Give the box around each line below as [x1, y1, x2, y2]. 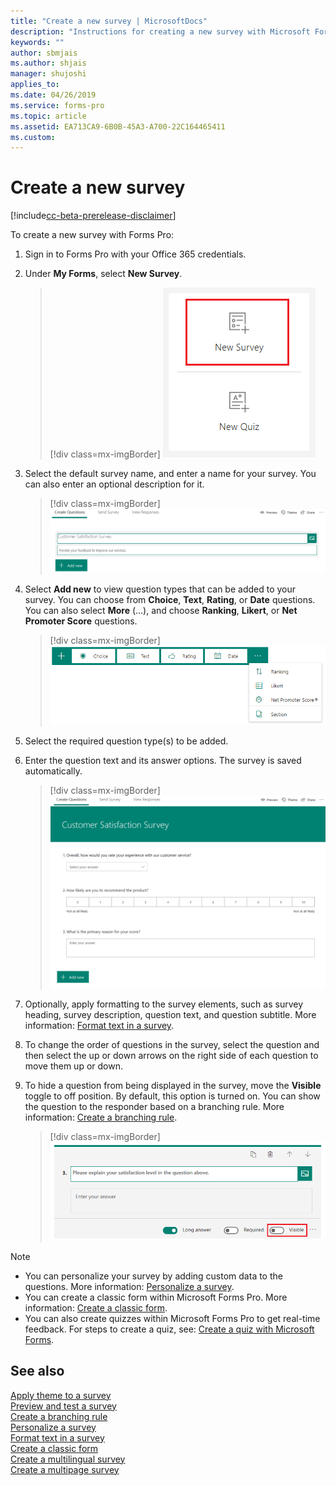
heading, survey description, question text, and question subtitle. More [24, 1009, 317, 1021]
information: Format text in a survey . [24, 1020, 175, 1032]
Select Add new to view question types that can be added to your [24, 583, 297, 595]
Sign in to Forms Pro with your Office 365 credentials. [24, 248, 247, 260]
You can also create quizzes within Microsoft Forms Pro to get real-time [24, 1312, 321, 1324]
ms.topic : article [10, 111, 87, 121]
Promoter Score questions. [24, 615, 138, 627]
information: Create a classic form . [24, 1301, 168, 1314]
